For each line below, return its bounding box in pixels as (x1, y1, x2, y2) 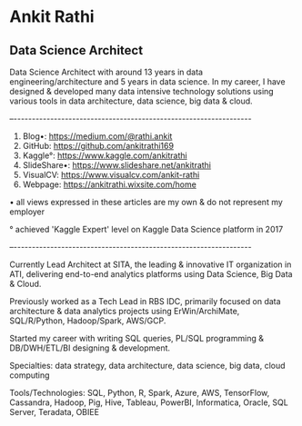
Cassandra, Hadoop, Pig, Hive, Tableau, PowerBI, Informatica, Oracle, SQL (9, 397, 288, 408)
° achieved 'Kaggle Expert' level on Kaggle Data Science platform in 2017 (9, 224, 284, 234)
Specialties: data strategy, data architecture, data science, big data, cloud (9, 361, 286, 371)
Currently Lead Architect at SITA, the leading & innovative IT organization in (9, 259, 292, 270)
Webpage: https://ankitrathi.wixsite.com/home (22, 179, 197, 190)
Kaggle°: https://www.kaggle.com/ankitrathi (22, 150, 188, 161)
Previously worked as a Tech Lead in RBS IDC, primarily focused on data (9, 296, 281, 306)
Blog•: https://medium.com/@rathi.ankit (22, 131, 173, 142)
